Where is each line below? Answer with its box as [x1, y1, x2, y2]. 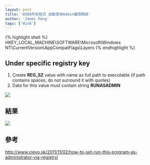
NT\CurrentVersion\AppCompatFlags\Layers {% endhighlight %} [5, 45, 136, 51]
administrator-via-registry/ [5, 154, 59, 160]
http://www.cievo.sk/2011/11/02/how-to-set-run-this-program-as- [5, 149, 138, 155]
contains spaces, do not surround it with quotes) [12, 77, 111, 83]
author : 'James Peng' [5, 16, 50, 21]
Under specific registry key [5, 59, 90, 67]
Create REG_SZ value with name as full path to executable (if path [12, 72, 146, 78]
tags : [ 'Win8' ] [5, 21, 36, 26]
